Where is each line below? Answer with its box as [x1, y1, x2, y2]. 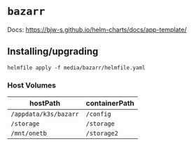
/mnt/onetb [11, 129, 47, 138]
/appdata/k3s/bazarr [11, 110, 79, 118]
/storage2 [85, 129, 119, 138]
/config [85, 110, 111, 118]
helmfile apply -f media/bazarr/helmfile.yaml [7, 64, 146, 71]
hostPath [29, 98, 61, 108]
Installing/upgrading [7, 45, 99, 57]
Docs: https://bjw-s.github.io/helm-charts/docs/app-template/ [7, 25, 187, 34]
